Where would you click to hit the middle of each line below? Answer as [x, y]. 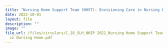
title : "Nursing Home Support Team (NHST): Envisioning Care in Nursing [82, 10]
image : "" [15, 28]
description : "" [22, 24]
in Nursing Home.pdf [31, 38]
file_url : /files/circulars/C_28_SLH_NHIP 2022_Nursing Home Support [79, 33]
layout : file [19, 19]
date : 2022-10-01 [23, 14]
